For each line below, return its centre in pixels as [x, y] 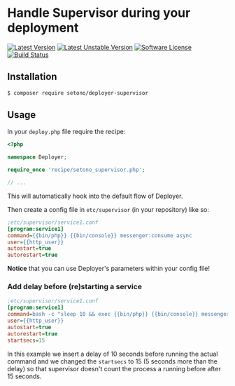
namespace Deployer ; [37, 157]
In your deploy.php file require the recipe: [66, 132]
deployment [43, 28]
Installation [32, 77]
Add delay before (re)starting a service [74, 287]
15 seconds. [24, 376]
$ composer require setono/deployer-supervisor [78, 93]
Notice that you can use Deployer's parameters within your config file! [109, 269]
